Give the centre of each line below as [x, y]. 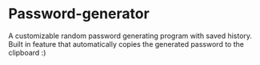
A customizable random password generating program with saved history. [130, 36]
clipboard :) [27, 52]
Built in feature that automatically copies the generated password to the [126, 44]
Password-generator [79, 14]
